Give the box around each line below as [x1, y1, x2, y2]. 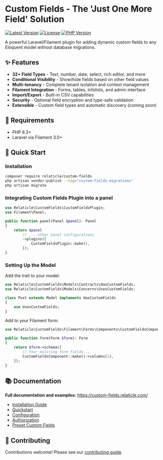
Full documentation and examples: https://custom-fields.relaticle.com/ [5, 392, 148, 398]
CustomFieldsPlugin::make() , [31, 241, 90, 246]
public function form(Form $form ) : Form [5, 336, 88, 341]
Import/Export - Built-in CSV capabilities [12, 92, 94, 98]
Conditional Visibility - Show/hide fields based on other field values [12, 76, 149, 82]
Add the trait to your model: [5, 273, 60, 279]
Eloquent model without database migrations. [5, 44, 96, 50]
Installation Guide [12, 402, 47, 408]
